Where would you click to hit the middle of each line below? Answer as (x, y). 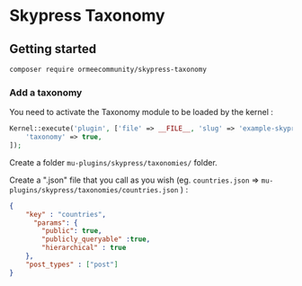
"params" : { (55, 223)
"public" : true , (72, 231)
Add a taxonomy (46, 93)
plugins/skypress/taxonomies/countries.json (94, 190)
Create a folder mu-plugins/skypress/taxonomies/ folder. (113, 162)
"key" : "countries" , (66, 214)
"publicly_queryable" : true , (96, 239)
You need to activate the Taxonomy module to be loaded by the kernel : (142, 112)
